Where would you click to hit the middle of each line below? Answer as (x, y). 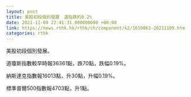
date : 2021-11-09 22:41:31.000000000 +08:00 (61, 22)
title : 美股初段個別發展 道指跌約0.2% (49, 17)
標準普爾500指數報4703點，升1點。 (49, 88)
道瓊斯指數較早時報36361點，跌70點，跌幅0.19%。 (68, 63)
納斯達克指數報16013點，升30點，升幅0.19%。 (62, 76)
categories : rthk (27, 34)
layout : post (22, 11)
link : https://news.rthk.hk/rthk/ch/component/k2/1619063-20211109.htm (95, 28)
